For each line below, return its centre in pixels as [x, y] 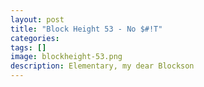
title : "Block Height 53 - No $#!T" [86, 29]
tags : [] [28, 47]
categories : [35, 38]
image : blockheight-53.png [66, 57]
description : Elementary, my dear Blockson [102, 66]
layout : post [37, 19]
